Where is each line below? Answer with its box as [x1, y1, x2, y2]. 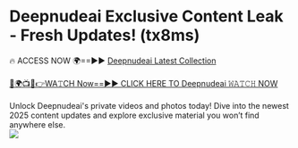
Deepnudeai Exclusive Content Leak [9, 6, 284, 27]
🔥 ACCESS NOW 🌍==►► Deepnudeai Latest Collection [9, 55, 217, 66]
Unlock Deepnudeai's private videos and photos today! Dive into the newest [9, 100, 289, 111]
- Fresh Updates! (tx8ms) [9, 25, 200, 45]
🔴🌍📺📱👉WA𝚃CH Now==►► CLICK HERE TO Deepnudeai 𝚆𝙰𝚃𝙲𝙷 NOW [9, 78, 278, 88]
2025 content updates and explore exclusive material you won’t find [9, 110, 260, 120]
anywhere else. [9, 119, 65, 130]
